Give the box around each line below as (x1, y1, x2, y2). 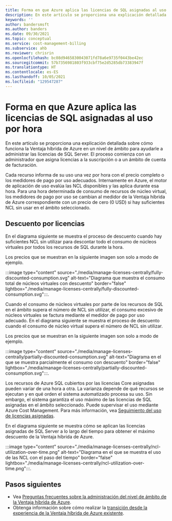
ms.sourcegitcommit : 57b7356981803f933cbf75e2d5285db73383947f (5, 60, 144, 65)
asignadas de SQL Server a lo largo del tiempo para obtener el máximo (5, 428, 155, 434)
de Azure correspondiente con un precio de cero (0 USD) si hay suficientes (5, 199, 165, 205)
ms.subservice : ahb (5, 46, 47, 51)
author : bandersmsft (5, 22, 50, 27)
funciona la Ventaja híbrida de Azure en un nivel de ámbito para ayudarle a (5, 145, 163, 151)
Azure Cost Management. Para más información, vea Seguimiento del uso (5, 407, 162, 413)
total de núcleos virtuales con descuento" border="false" (5, 280, 126, 286)
